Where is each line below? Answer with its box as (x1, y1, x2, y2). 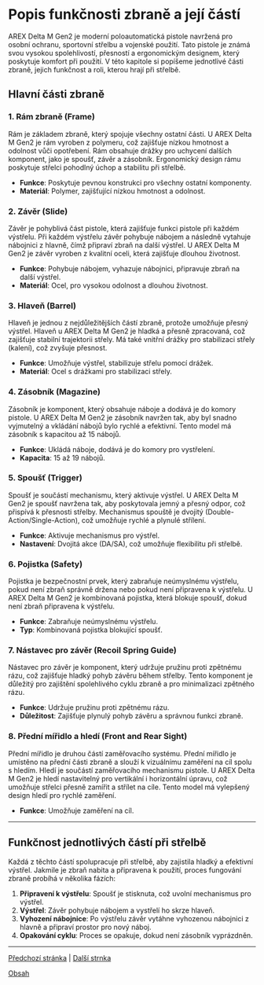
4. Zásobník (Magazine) (8, 387, 101, 398)
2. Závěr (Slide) (8, 206, 68, 217)
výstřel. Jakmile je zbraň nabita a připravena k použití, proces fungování (8, 865, 242, 874)
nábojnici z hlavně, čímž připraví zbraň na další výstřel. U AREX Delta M (8, 240, 240, 249)
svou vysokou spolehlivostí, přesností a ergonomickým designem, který (8, 48, 240, 57)
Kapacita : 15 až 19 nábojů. (19, 453, 106, 462)
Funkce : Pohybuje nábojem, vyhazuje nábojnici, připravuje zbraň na (19, 263, 240, 273)
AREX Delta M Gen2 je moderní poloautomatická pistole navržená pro (8, 31, 233, 41)
